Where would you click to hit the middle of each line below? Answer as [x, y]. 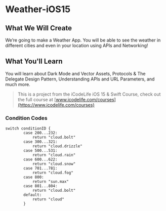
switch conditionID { [28, 129]
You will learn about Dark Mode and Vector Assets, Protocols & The [75, 73]
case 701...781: [40, 168]
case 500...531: [40, 151]
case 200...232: [40, 133]
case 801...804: [40, 186]
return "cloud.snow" [54, 164]
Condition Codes [26, 118]
